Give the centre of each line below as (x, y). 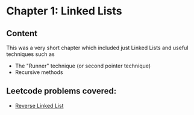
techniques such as (31, 54)
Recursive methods (39, 72)
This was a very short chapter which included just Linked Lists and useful (97, 48)
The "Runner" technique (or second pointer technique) (83, 66)
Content (22, 33)
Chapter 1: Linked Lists (64, 11)
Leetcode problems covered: (61, 91)
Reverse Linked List (39, 105)
